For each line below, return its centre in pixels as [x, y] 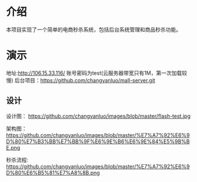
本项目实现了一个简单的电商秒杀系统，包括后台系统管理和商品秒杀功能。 [94, 29]
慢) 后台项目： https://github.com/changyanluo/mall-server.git [81, 80]
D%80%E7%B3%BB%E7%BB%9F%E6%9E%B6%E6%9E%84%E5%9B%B [98, 141]
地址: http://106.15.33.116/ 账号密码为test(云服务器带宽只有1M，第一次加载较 [96, 73]
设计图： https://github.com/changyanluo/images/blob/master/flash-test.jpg [98, 116]
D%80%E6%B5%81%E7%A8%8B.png [53, 173]
